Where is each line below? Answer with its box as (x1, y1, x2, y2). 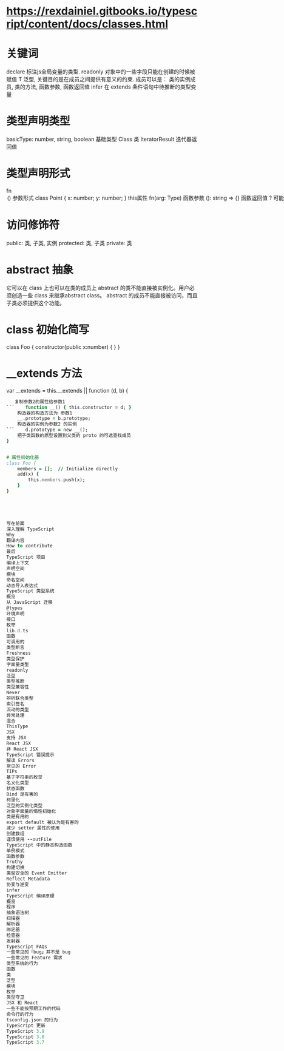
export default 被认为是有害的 (6, 819, 79, 826)
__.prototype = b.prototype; (17, 416, 91, 422)
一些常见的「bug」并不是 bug (6, 949, 71, 955)
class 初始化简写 (6, 323, 90, 337)
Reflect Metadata (6, 876, 50, 882)
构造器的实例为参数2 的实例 (17, 421, 77, 427)
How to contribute (6, 543, 53, 549)
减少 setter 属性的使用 (6, 825, 60, 831)
